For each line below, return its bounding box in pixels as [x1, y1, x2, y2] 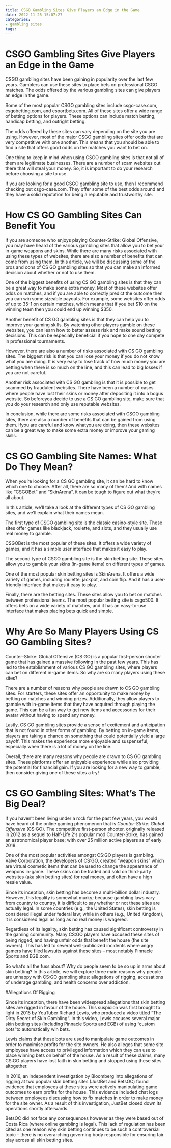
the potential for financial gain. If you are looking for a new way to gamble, [5, 764, 161, 770]
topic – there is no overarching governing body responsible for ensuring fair [5, 1131, 164, 1137]
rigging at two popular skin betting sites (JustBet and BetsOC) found [5, 1078, 149, 1084]
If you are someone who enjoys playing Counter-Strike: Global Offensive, [5, 237, 158, 243]
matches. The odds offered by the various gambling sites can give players [5, 87, 161, 93]
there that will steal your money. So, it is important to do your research [5, 165, 153, 171]
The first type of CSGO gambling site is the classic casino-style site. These [5, 519, 163, 526]
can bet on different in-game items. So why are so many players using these [5, 669, 165, 675]
